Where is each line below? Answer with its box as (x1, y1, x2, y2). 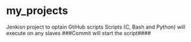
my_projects (6, 4, 68, 17)
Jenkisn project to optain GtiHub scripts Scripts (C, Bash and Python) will (6, 23, 186, 30)
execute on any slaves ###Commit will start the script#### (6, 29, 151, 36)
